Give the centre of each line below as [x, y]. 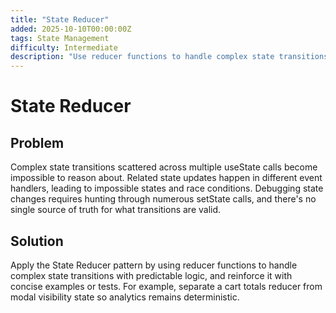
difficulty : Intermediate [64, 47]
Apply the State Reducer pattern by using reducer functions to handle [154, 265]
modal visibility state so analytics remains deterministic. [125, 297]
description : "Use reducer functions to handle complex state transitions [169, 57]
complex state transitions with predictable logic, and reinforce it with [151, 275]
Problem [37, 142]
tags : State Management [60, 38]
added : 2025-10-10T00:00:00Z [71, 29]
